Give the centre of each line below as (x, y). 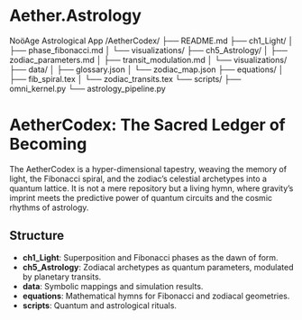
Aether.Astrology (76, 16)
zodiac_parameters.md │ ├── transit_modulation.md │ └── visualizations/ (148, 59)
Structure (37, 236)
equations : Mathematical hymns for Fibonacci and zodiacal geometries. (156, 296)
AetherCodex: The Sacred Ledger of (147, 125)
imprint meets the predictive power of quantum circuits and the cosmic (141, 197)
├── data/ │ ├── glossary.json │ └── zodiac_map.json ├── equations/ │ (146, 69)
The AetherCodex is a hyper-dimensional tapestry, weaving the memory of (148, 169)
